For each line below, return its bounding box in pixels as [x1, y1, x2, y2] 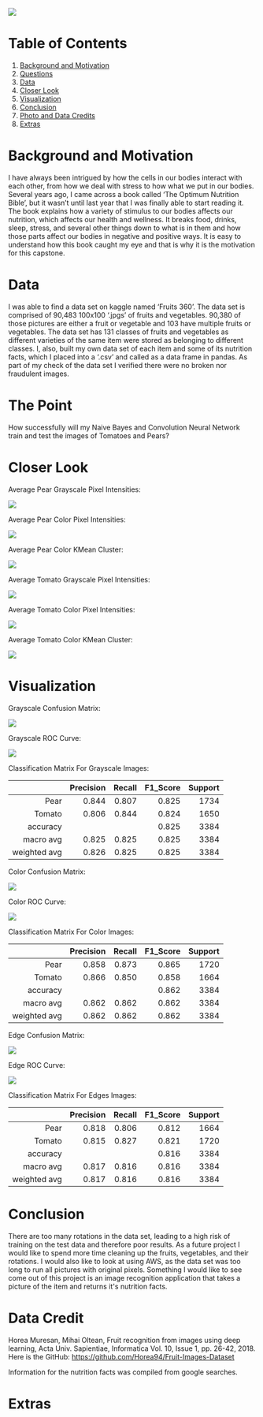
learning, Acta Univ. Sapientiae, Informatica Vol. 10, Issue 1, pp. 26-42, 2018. [8, 1344, 256, 1353]
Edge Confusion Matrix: [8, 1030, 85, 1040]
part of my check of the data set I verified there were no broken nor [8, 360, 227, 370]
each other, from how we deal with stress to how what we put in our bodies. [8, 181, 254, 191]
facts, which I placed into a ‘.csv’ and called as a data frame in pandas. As [8, 351, 248, 362]
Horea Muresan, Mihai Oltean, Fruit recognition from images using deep [8, 1335, 241, 1344]
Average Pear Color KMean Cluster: [8, 545, 124, 554]
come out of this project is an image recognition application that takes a [8, 1273, 241, 1282]
